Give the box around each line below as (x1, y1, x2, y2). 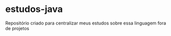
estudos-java (5, 3, 63, 15)
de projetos (5, 25, 30, 31)
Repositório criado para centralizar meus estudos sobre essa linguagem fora (5, 20, 166, 26)
